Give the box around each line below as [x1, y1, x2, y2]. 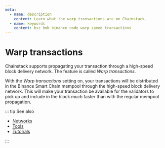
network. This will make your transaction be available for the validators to [5, 88, 154, 94]
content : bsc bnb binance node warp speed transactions [14, 26, 132, 31]
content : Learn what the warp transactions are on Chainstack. [14, 16, 147, 21]
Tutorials [12, 129, 31, 135]
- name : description [9, 12, 52, 17]
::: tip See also [5, 109, 34, 114]
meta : [5, 7, 16, 12]
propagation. [5, 99, 31, 105]
